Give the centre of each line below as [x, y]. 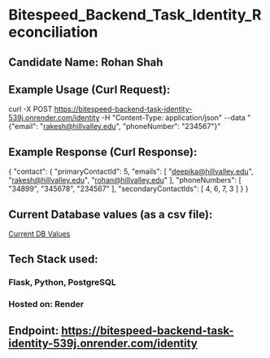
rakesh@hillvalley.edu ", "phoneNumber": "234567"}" [132, 127]
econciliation [53, 32]
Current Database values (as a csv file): [111, 214]
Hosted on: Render [46, 304]
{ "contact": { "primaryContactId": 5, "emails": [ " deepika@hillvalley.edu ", [131, 171]
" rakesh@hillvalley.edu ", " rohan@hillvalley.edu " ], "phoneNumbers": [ [125, 180]
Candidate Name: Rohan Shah [86, 62]
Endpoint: [34, 330]
